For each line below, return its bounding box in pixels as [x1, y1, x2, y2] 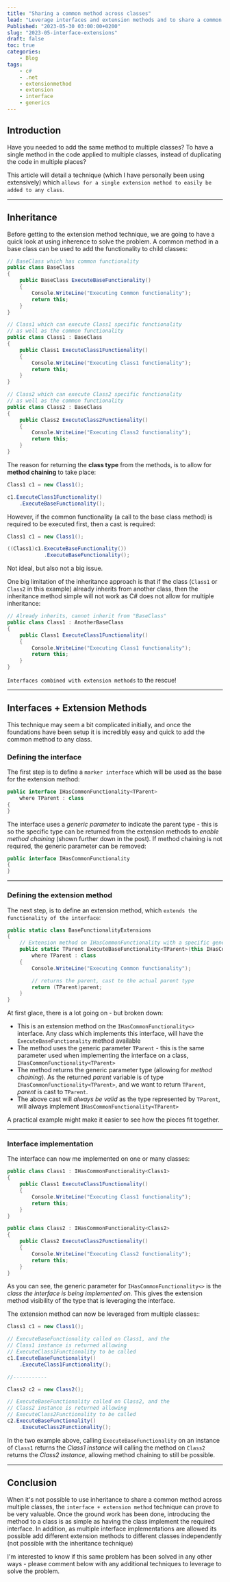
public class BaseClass [7, 264, 75, 271]
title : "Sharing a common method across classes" [7, 10, 152, 17]
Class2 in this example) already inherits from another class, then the [7, 585, 199, 593]
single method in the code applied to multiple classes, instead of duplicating [7, 150, 222, 158]
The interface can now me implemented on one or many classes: [7, 1155, 190, 1163]
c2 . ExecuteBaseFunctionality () [7, 1417, 97, 1424]
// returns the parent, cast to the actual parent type [31, 977, 194, 984]
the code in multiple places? [7, 157, 87, 165]
